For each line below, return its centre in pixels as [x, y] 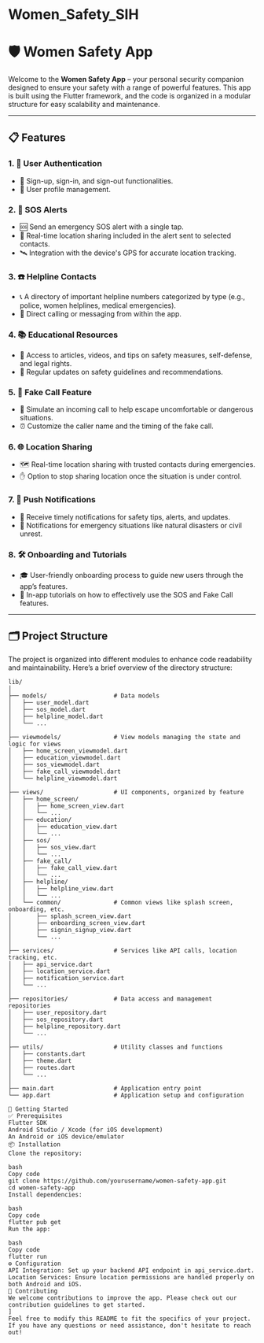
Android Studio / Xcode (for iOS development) [86, 1130]
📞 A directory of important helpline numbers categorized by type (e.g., [132, 297]
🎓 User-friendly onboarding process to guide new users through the [131, 575]
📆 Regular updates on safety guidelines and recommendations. [121, 372]
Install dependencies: [45, 1194]
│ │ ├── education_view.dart [63, 827]
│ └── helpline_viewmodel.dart [63, 778]
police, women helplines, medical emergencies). [98, 305]
